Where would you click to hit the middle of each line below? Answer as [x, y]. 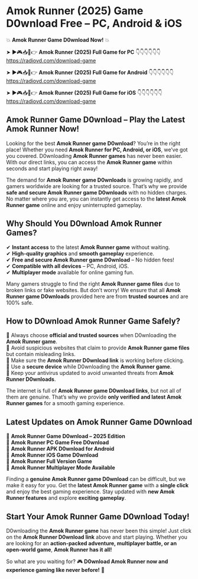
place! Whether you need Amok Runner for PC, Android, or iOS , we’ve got [97, 150]
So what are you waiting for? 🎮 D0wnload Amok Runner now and [87, 561]
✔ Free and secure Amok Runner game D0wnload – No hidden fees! [90, 260]
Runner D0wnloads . [31, 379]
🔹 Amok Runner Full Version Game [49, 461]
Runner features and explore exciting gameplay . [66, 498]
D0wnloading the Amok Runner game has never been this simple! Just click [99, 531]
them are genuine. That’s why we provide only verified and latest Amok [94, 397]
